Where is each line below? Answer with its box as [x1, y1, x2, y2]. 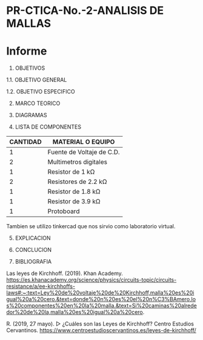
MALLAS [6, 16, 52, 30]
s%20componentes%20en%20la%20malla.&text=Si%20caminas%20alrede [6, 302, 197, 310]
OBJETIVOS [15, 64, 45, 72]
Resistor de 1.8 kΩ [47, 188, 101, 196]
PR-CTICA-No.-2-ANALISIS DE [6, 4, 164, 18]
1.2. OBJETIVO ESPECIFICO [6, 88, 75, 95]
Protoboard [47, 207, 80, 216]
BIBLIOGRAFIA [15, 258, 52, 265]
